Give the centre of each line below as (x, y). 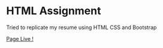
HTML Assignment (54, 11)
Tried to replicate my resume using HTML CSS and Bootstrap (81, 27)
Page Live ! (20, 39)
